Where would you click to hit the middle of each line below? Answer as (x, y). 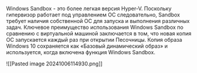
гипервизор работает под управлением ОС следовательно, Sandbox (93, 15)
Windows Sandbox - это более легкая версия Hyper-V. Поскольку (89, 9)
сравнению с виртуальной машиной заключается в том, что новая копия (99, 34)
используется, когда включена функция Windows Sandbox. (81, 52)
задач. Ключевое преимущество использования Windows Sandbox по (95, 27)
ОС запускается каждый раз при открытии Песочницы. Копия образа (94, 40)
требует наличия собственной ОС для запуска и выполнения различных (98, 21)
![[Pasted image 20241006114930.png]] (54, 64)
